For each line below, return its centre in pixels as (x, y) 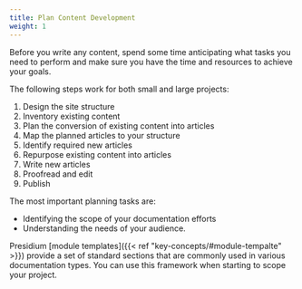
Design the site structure (68, 106)
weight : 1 (28, 26)
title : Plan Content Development (73, 18)
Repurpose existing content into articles (97, 154)
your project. (33, 275)
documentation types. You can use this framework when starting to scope (148, 265)
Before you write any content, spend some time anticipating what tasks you (150, 52)
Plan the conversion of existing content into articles (118, 125)
